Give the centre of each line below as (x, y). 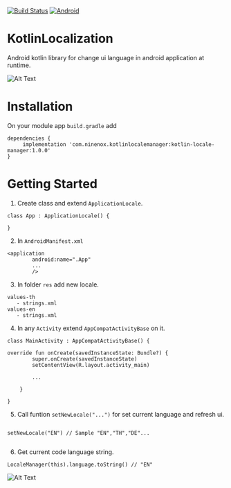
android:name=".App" (62, 260)
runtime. (19, 65)
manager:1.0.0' (29, 150)
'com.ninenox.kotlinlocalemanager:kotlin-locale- (142, 144)
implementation (45, 144)
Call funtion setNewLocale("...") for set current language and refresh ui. (121, 414)
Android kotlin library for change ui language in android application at (106, 57)
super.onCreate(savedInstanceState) (85, 359)
